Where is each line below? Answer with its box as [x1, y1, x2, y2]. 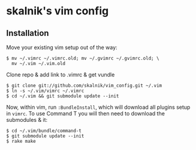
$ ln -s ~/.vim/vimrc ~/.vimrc [6, 88, 85, 94]
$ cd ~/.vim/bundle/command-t [6, 128, 82, 134]
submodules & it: [6, 117, 48, 123]
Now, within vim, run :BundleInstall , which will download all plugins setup [6, 103, 191, 111]
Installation [6, 28, 49, 38]
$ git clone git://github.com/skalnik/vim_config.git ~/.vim [6, 82, 162, 88]
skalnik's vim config [6, 4, 109, 18]
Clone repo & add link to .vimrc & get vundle [6, 71, 115, 78]
